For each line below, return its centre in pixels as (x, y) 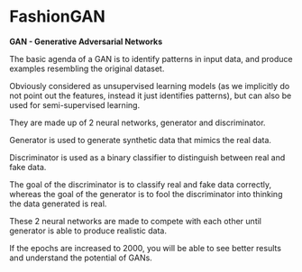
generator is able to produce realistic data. (88, 231)
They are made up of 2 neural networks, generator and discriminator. (137, 122)
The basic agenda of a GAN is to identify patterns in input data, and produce (151, 59)
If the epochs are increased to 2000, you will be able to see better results (146, 248)
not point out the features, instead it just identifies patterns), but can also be (151, 95)
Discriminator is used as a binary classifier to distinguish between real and (147, 157)
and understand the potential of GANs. (81, 258)
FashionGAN (57, 17)
